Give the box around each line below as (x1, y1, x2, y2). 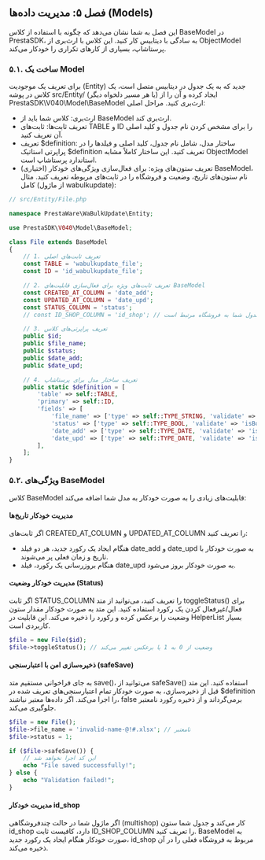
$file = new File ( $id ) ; (9, 636, 87, 644)
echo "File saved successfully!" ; (23, 762, 136, 770)
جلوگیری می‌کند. (9, 703, 57, 712)
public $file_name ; (23, 340, 87, 348)
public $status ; (23, 347, 77, 355)
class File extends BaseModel (9, 238, 109, 246)
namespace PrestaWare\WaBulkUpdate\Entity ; (9, 209, 154, 217)
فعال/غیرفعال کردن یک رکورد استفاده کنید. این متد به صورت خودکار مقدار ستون (9, 603, 242, 613)
